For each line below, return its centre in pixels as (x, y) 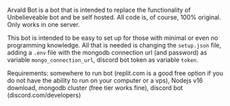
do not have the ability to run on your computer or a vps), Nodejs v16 (105, 81)
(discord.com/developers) (44, 95)
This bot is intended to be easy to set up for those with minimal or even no (113, 38)
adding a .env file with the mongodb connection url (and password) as (107, 52)
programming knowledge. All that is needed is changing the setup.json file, (114, 45)
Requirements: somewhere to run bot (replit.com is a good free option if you (115, 73)
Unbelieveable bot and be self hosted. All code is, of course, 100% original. (114, 17)
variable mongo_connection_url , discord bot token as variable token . (103, 60)
